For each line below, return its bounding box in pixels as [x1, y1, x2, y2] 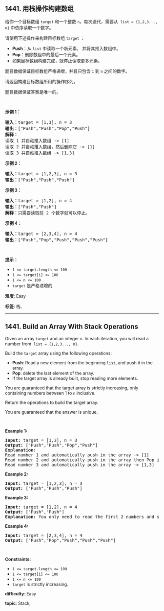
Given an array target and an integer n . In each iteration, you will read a [5, 335, 149, 341]
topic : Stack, [5, 600, 31, 606]
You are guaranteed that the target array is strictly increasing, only [5, 385, 139, 391]
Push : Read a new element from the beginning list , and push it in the [12, 359, 153, 366]
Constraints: [5, 556, 31, 562]
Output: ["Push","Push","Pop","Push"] [5, 442, 98, 448]
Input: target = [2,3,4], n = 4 [5, 533, 82, 538]
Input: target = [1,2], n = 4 [5, 504, 78, 510]
